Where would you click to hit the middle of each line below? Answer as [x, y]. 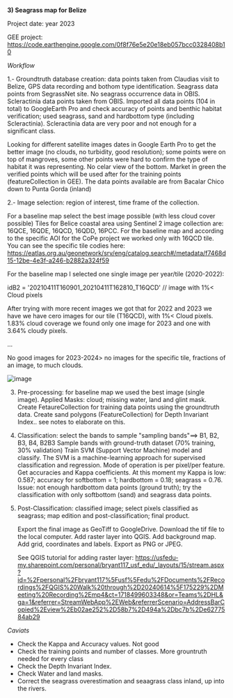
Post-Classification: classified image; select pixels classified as [107, 508]
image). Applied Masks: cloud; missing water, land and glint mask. [112, 400]
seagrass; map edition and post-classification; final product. [103, 515]
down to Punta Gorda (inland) [49, 189]
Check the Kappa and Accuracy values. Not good [88, 644]
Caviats [18, 630]
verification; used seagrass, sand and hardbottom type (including [101, 116]
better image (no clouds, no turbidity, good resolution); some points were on [116, 152]
